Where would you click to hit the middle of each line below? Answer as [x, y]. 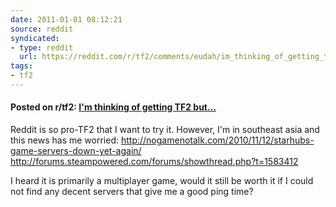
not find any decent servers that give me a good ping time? [132, 192]
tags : [21, 66]
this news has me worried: [65, 140]
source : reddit [42, 29]
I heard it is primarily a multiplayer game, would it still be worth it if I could [162, 181]
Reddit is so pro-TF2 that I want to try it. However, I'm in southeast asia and [165, 130]
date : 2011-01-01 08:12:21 [66, 19]
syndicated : [35, 38]
